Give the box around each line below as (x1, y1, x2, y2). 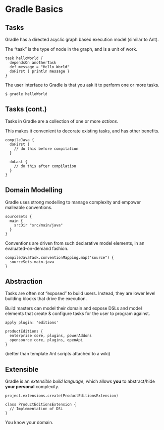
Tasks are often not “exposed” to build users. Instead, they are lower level (5, 290, 156, 297)
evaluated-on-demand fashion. (5, 245, 69, 251)
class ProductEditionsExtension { (5, 402, 77, 407)
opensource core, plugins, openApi (9, 337, 83, 343)
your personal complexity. (5, 384, 59, 390)
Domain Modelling (5, 186, 63, 195)
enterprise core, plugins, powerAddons (9, 333, 92, 338)
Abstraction (5, 277, 43, 286)
